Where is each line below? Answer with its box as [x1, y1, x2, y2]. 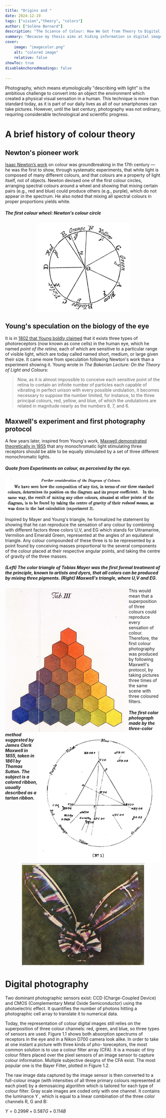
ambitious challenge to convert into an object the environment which [5, 90, 145, 96]
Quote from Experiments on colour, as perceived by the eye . [5, 465, 131, 471]
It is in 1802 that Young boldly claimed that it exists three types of [5, 335, 138, 341]
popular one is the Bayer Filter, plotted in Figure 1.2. [5, 1062, 110, 1069]
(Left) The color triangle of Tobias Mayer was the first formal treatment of [5, 565, 161, 571]
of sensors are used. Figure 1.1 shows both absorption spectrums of [5, 1031, 143, 1037]
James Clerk [5, 742, 32, 748]
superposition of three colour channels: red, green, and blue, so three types [5, 1026, 160, 1032]
